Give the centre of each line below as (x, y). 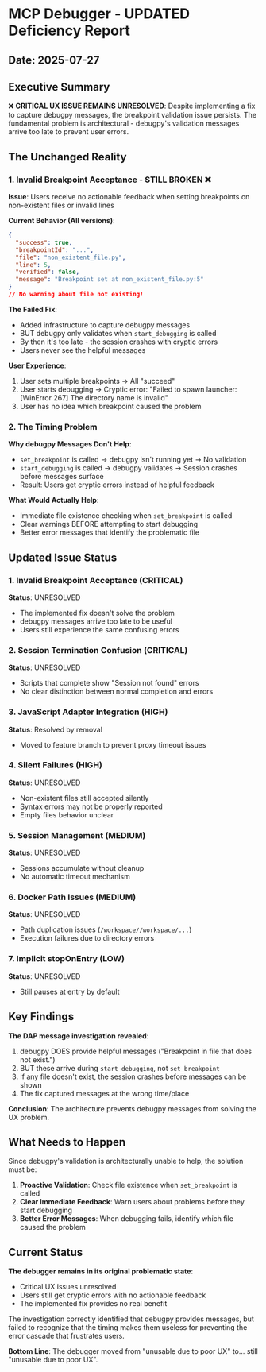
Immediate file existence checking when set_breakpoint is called (126, 516)
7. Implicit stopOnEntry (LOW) (67, 959)
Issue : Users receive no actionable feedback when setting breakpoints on (129, 197)
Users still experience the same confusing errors (100, 629)
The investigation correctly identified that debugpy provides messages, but (131, 1319)
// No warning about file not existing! (76, 295)
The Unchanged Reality (67, 157)
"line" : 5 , (33, 265)
